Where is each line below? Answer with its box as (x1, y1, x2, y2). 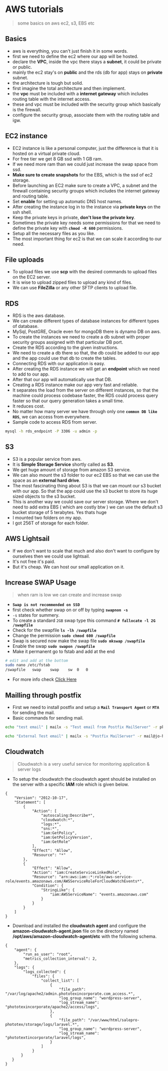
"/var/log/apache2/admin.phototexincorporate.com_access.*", (5, 991, 135, 996)
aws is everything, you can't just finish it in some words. (12, 48, 128, 54)
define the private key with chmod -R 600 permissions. (12, 225, 123, 231)
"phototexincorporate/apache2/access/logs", (5, 1004, 99, 1009)
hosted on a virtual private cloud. (12, 150, 81, 156)
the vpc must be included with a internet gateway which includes (12, 90, 148, 96)
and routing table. (12, 193, 49, 199)
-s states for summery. (12, 612, 60, 618)
